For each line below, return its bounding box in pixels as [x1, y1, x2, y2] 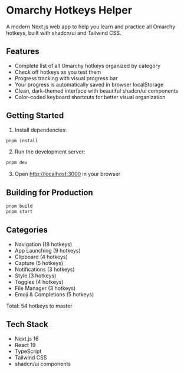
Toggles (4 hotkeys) [14, 278, 64, 285]
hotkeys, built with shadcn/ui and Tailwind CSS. [6, 29, 121, 36]
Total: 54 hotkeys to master [6, 302, 73, 309]
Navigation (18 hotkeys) [14, 240, 73, 248]
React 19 [14, 341, 36, 348]
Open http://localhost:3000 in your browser [14, 171, 121, 178]
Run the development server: [14, 148, 86, 155]
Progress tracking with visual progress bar [14, 74, 118, 81]
